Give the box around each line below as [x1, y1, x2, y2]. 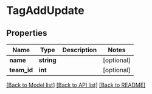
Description [62, 46, 97, 54]
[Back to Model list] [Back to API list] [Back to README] [6, 81, 146, 89]
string [38, 56, 57, 64]
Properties [6, 28, 47, 38]
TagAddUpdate [6, 4, 85, 18]
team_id [9, 66, 33, 74]
